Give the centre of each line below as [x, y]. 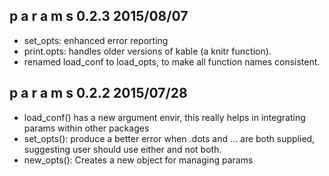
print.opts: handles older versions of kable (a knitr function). [147, 51]
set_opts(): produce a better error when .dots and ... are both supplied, [169, 138]
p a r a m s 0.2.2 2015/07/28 [98, 93]
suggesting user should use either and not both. [122, 149]
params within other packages [86, 128]
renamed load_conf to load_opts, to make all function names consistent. [172, 61]
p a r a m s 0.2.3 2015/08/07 [99, 16]
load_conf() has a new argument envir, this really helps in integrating [164, 117]
